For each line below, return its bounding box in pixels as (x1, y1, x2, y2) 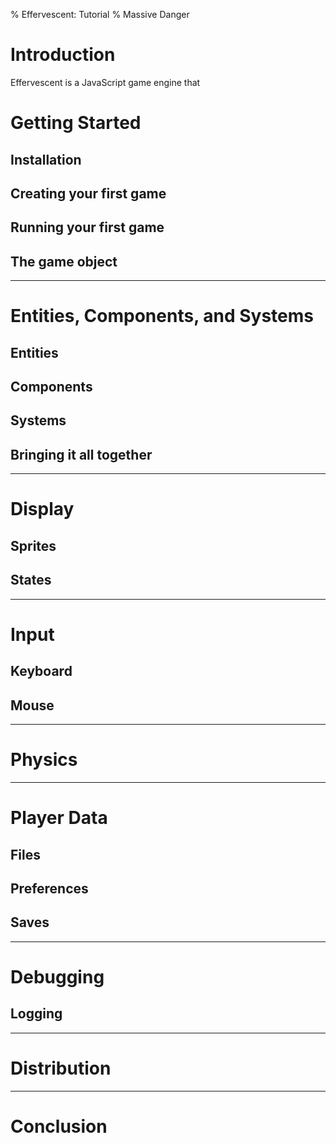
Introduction (10, 44, 116, 66)
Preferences (10, 880, 89, 897)
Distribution (10, 1057, 112, 1079)
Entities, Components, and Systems (10, 305, 314, 328)
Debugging (10, 965, 105, 988)
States (10, 572, 52, 589)
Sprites (10, 537, 57, 554)
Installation (10, 151, 82, 168)
